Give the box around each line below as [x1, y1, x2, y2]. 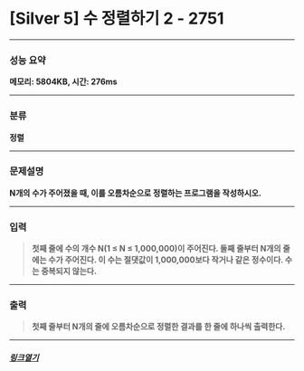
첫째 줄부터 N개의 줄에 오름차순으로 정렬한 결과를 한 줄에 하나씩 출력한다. [31, 321, 286, 332]
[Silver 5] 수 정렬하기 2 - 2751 [9, 8, 224, 29]
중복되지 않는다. [40, 266, 98, 277]
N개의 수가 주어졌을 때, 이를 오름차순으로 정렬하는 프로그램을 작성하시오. [9, 187, 262, 198]
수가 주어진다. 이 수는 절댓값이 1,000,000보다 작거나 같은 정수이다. [48, 254, 283, 265]
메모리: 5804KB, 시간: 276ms [9, 76, 118, 87]
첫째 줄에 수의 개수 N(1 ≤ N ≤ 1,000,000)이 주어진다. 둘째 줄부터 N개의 [31, 243, 281, 254]
